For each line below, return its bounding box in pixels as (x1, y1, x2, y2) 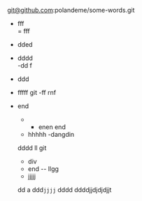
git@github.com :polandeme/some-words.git (7, 6, 135, 14)
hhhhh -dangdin (27, 131, 75, 138)
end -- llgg (27, 165, 59, 173)
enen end (38, 123, 66, 131)
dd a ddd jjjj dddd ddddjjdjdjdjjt (17, 186, 112, 194)
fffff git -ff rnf (17, 89, 57, 96)
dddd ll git (17, 144, 47, 152)
